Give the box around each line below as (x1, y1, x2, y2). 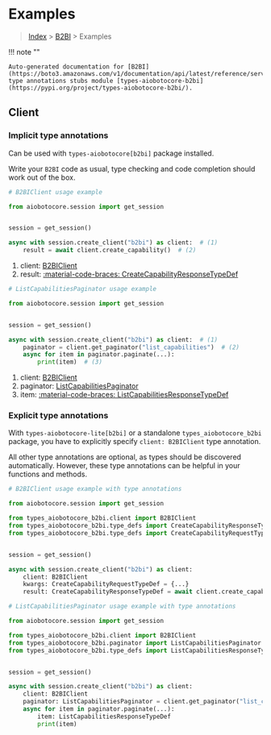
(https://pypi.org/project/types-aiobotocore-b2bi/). (8, 84, 194, 92)
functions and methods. (8, 469, 88, 480)
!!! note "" (8, 47, 40, 56)
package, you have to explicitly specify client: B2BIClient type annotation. (8, 437, 261, 446)
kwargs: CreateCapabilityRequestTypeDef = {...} (23, 580, 190, 588)
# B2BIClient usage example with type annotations (8, 485, 182, 493)
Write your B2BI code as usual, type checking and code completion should (8, 164, 256, 173)
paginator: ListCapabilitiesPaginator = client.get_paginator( (23, 698, 240, 706)
